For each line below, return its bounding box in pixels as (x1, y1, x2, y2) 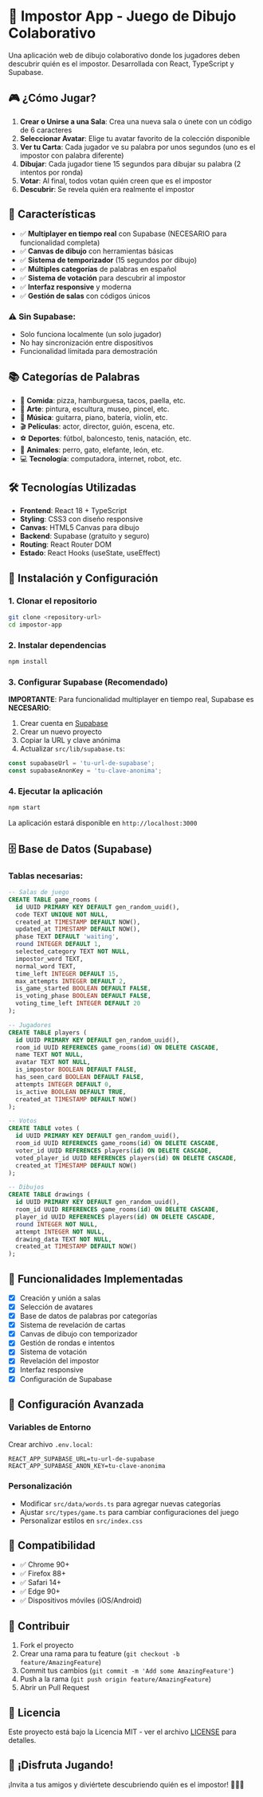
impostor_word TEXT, (15, 955, 84, 963)
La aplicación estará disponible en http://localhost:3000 (8, 818, 198, 828)
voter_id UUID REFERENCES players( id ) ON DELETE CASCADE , (15, 1147, 213, 1155)
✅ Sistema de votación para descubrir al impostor (19, 273, 186, 282)
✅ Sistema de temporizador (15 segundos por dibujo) (19, 255, 198, 265)
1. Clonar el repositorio (8, 595, 97, 606)
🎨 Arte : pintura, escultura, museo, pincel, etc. (19, 404, 170, 414)
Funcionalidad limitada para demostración (19, 346, 158, 355)
